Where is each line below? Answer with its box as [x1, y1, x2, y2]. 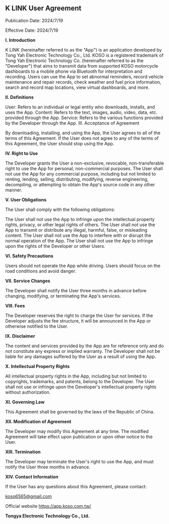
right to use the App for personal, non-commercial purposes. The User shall [5, 165, 163, 171]
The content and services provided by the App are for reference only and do [5, 343, 164, 349]
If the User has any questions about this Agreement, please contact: [5, 483, 147, 489]
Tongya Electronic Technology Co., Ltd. [5, 512, 90, 519]
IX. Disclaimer [5, 333, 35, 339]
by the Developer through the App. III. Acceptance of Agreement [5, 120, 140, 126]
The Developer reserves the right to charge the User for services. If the [5, 312, 153, 319]
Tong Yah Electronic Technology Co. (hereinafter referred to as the [5, 58, 144, 64]
